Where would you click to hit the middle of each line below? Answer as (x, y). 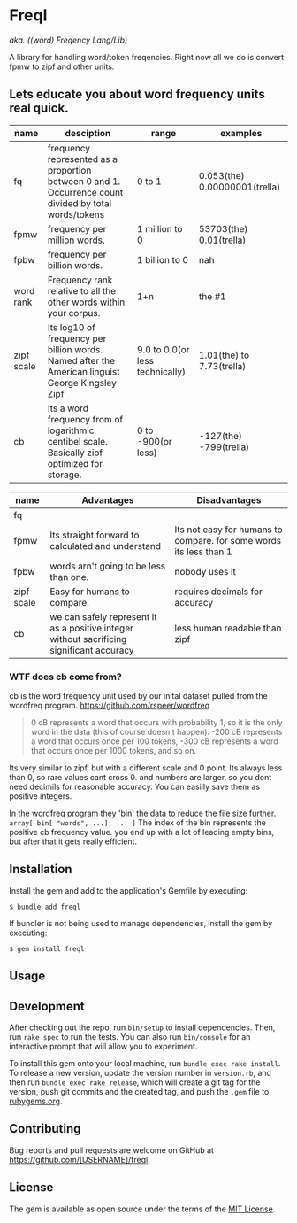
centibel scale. (77, 441)
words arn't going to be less (108, 566)
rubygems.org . (36, 1101)
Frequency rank (80, 280)
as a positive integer (92, 628)
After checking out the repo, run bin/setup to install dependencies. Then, (142, 1027)
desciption (88, 133)
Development (47, 1006)
